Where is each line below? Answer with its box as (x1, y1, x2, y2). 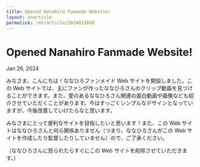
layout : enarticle (6, 14, 52, 20)
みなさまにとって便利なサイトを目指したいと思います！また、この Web (6, 119, 181, 127)
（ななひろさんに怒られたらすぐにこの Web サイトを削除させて (6, 147, 162, 155)
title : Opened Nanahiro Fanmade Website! (6, 8, 111, 15)
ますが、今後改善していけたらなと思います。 (6, 107, 115, 114)
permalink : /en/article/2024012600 (6, 20, 95, 26)
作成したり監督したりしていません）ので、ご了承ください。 (21, 134, 168, 141)
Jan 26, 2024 (6, 65, 39, 72)
